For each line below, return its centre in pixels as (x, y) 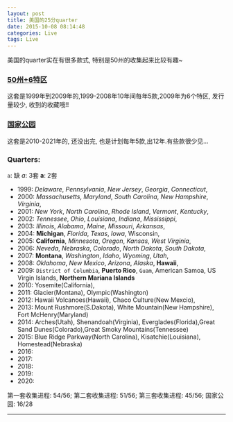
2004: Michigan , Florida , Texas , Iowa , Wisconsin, (88, 234)
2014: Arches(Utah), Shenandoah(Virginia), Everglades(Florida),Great (116, 322)
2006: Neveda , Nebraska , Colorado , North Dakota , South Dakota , (111, 248)
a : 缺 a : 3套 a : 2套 (32, 176)
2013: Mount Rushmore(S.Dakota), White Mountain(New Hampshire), (115, 307)
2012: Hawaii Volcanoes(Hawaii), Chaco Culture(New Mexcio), (106, 300)
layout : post (26, 14)
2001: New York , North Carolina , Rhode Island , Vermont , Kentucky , (113, 212)
